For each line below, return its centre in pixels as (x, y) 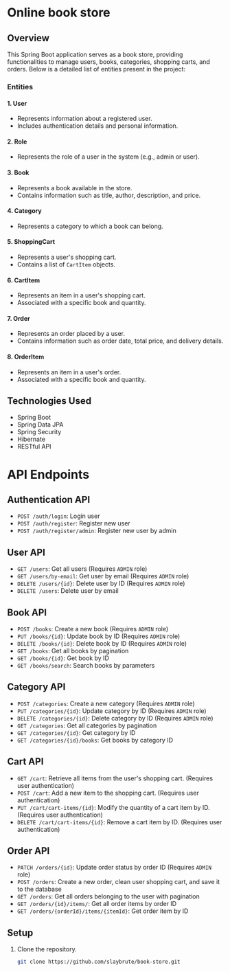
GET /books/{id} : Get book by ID (63, 658)
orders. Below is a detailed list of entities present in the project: (96, 69)
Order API (28, 851)
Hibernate (31, 439)
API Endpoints (48, 474)
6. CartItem (24, 280)
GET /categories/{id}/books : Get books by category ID (95, 740)
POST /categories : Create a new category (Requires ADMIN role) (106, 703)
